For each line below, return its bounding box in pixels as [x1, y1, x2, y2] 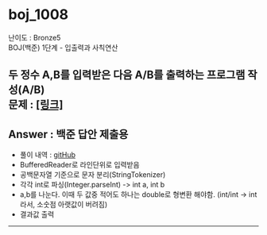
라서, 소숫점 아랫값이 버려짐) [19, 200, 108, 210]
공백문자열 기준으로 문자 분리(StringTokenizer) [19, 170, 166, 179]
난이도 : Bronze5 [8, 33, 61, 42]
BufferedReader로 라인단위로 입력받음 [19, 160, 141, 170]
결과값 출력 [19, 210, 55, 219]
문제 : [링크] [8, 98, 64, 112]
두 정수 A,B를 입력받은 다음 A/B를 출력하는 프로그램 [8, 68, 246, 82]
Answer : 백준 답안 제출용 [8, 127, 129, 141]
